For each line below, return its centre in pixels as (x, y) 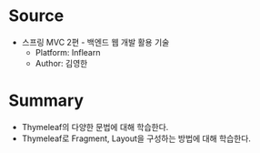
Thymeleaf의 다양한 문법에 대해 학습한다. (95, 127)
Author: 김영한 (61, 63)
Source (36, 16)
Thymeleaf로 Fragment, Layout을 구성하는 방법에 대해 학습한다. (136, 138)
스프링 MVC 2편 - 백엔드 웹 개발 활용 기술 (95, 42)
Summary (46, 101)
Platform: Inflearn (68, 52)
